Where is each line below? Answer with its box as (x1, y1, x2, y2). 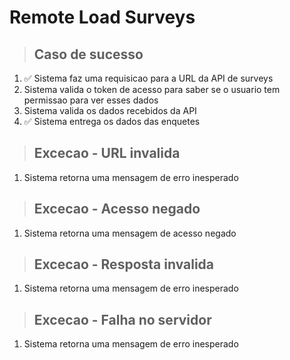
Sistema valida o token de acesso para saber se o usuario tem (23, 84, 281, 95)
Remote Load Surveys (9, 6, 196, 29)
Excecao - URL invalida (33, 145, 181, 162)
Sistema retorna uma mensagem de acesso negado (23, 227, 237, 239)
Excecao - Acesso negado (33, 201, 201, 218)
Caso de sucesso (33, 46, 144, 63)
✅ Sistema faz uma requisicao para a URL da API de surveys (23, 72, 274, 84)
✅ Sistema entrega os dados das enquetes (23, 116, 201, 127)
